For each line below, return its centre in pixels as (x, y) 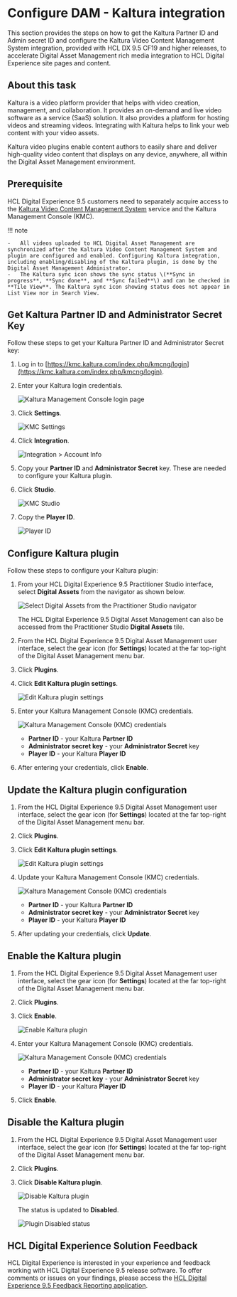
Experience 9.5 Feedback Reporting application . (77, 1286)
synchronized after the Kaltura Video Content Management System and (112, 249)
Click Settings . (39, 413)
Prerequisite (35, 184)
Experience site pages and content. (59, 63)
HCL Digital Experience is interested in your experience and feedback (109, 1263)
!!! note (18, 230)
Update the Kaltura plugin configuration (97, 790)
